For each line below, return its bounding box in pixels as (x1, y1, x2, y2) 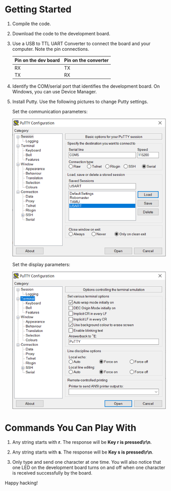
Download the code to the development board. (12, 30, 111, 36)
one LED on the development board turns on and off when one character (12, 464, 165, 470)
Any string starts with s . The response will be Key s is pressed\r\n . (12, 449, 154, 455)
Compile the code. (12, 21, 52, 27)
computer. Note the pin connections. (12, 46, 90, 52)
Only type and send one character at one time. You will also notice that (12, 459, 161, 465)
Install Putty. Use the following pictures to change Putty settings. (12, 99, 149, 105)
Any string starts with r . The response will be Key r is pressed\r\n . (12, 439, 152, 445)
